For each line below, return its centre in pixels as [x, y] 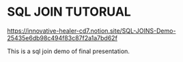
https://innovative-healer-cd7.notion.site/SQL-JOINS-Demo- [91, 31]
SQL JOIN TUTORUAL [69, 12]
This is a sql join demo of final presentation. [68, 51]
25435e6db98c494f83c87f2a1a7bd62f [62, 37]
